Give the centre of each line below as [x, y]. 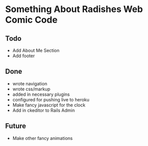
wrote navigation [30, 83]
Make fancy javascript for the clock [49, 105]
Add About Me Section [36, 50]
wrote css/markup [31, 89]
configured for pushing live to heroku [51, 99]
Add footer [24, 56]
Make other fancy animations [42, 138]
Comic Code [31, 20]
